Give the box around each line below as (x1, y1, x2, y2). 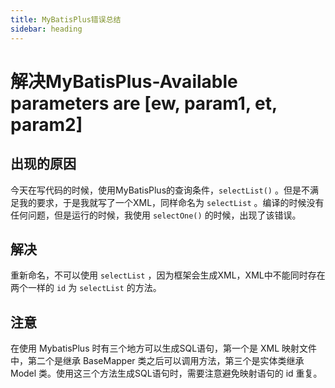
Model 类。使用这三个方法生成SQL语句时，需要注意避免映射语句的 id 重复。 (10, 367, 323, 380)
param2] (10, 113, 83, 136)
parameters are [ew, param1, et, (10, 92, 278, 115)
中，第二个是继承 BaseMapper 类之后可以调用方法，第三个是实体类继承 (10, 355, 305, 367)
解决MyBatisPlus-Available (10, 70, 238, 93)
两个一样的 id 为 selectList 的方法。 (10, 282, 162, 294)
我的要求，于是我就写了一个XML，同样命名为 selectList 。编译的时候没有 (18, 196, 325, 208)
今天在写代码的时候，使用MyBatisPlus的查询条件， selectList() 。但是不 (10, 184, 310, 196)
